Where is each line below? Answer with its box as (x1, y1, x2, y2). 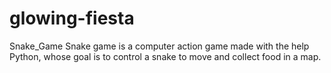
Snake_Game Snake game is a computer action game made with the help (9, 40, 310, 52)
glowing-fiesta (9, 7, 135, 30)
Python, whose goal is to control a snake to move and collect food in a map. (9, 50, 322, 62)
